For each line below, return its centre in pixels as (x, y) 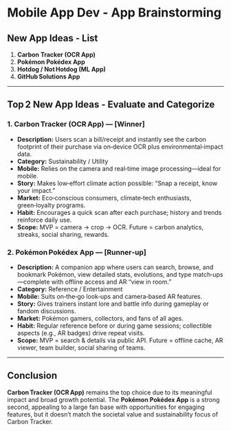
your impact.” (36, 190)
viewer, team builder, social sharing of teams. (81, 347)
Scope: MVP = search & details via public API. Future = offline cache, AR (120, 340)
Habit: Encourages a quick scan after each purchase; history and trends (119, 212)
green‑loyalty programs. (51, 205)
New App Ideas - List (53, 38)
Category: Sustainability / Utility (63, 161)
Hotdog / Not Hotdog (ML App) (62, 69)
